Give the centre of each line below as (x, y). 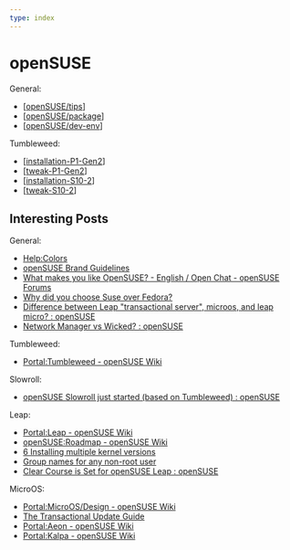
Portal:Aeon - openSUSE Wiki (78, 526)
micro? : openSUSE (59, 317)
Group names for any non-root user (89, 461)
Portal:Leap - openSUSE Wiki (78, 433)
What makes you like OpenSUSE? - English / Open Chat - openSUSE (151, 278)
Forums (37, 288)
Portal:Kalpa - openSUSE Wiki (79, 536)
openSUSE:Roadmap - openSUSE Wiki (95, 442)
